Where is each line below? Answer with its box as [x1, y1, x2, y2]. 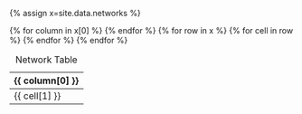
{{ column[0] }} [14, 74, 80, 87]
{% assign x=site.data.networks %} [9, 8, 142, 18]
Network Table [14, 53, 79, 66]
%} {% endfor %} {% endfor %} [9, 35, 128, 45]
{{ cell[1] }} [14, 90, 61, 102]
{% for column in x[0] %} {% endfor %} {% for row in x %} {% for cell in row [9, 25, 294, 35]
